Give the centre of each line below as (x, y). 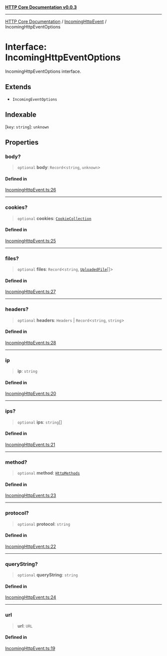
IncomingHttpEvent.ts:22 (31, 546)
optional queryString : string (47, 575)
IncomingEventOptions (35, 99)
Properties (22, 142)
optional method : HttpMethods (49, 473)
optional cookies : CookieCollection (54, 218)
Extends (18, 87)
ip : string (27, 371)
